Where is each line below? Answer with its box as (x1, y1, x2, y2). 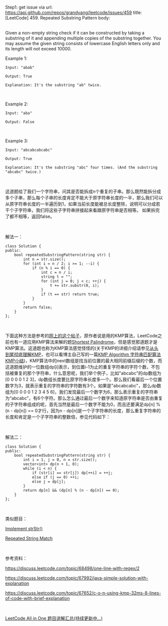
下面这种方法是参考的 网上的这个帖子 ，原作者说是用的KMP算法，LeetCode (5, 333, 158, 339)
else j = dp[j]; (31, 479, 66, 484)
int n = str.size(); (23, 257, 66, 262)
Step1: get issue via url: (5, 4, 53, 10)
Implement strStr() (5, 526, 43, 532)
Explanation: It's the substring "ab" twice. (5, 82, 101, 87)
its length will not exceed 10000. (5, 46, 71, 51)
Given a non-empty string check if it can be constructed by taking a (5, 30, 145, 35)
